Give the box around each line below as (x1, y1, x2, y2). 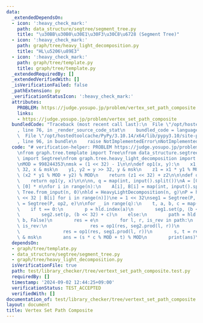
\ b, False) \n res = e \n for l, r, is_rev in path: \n (17, 218, 193, 224)
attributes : (11, 99, 42, 105)
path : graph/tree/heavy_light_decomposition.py (17, 43, 139, 49)
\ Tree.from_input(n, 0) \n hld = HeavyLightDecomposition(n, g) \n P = (17, 189, 193, 195)
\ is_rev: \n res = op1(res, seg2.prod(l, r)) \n (17, 223, 180, 229)
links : (17, 110, 34, 116)
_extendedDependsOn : (11, 15, 63, 21)
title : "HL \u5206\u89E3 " (17, 48, 80, 55)
